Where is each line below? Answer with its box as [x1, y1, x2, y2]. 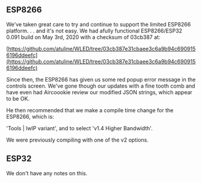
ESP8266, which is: [6, 113, 54, 120]
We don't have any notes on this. [6, 169, 88, 176]
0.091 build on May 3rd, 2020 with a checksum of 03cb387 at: [6, 33, 161, 41]
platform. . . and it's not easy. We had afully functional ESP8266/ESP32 [6, 27, 182, 34]
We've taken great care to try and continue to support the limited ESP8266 [6, 20, 191, 28]
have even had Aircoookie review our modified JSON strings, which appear [6, 88, 192, 95]
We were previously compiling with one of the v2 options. [6, 136, 149, 143]
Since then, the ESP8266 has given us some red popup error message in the [6, 76, 196, 83]
